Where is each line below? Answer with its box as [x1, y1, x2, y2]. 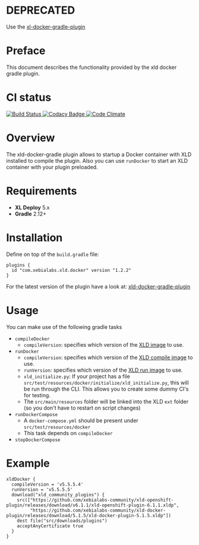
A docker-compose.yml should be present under [23, 417, 138, 424]
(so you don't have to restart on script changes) [23, 404, 141, 411]
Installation [6, 231, 63, 244]
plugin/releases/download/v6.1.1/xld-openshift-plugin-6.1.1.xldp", [6, 502, 179, 508]
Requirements [6, 184, 77, 198]
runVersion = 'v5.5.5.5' [11, 486, 73, 493]
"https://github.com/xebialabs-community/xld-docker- [30, 507, 166, 514]
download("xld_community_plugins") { [11, 492, 105, 498]
